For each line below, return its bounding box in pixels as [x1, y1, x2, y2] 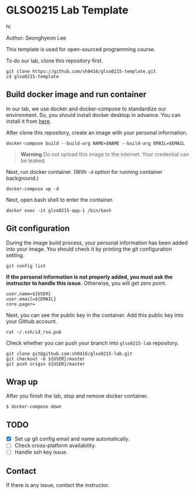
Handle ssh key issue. [14, 449, 68, 456]
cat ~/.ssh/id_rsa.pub [6, 329, 62, 335]
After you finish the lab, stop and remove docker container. [6, 392, 149, 399]
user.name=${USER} [6, 291, 51, 297]
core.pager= [6, 301, 35, 307]
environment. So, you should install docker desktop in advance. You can [6, 111, 181, 118]
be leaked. [20, 157, 46, 164]
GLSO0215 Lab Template [6, 4, 129, 17]
